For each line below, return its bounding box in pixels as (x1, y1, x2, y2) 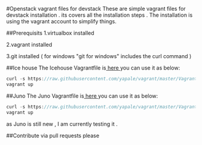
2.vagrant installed (6, 41, 52, 48)
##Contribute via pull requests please (6, 132, 100, 139)
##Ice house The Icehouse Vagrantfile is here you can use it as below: (6, 64, 180, 71)
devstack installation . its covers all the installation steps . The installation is (6, 11, 193, 19)
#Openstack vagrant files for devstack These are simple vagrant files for (6, 5, 186, 12)
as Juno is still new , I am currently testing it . (6, 120, 118, 128)
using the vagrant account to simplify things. (6, 18, 117, 25)
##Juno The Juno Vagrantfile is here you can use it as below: (6, 92, 158, 99)
